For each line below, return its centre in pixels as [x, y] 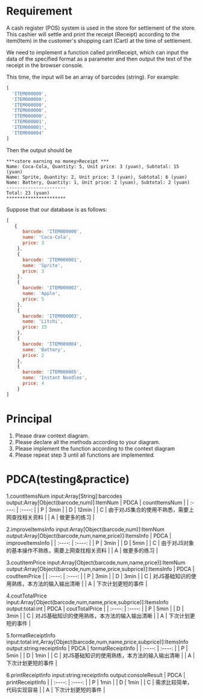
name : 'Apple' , [41, 294]
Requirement [39, 11]
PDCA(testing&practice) [68, 479]
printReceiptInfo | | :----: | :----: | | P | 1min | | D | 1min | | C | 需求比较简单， [99, 682]
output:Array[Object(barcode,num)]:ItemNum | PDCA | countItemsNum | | [97, 502]
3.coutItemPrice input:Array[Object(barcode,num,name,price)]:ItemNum [96, 562]
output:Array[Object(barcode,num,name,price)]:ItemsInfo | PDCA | [89, 535]
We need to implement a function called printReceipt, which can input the [97, 52]
